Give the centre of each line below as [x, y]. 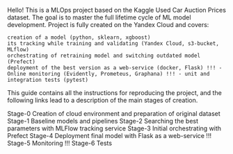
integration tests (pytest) [48, 80]
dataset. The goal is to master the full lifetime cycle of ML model [99, 17]
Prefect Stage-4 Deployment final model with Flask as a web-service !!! [110, 136]
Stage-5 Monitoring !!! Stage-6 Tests [60, 143]
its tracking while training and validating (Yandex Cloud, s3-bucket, [113, 44]
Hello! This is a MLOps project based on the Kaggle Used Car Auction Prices [116, 10]
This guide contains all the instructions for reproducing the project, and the [115, 93]
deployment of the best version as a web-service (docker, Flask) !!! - [115, 68]
